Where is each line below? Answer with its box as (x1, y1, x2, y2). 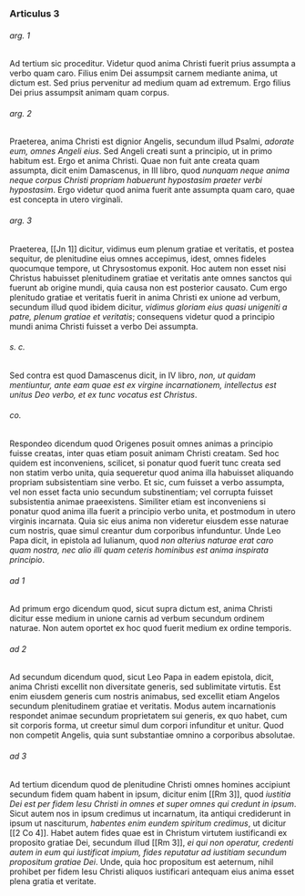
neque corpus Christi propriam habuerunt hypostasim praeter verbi (9, 175, 262, 186)
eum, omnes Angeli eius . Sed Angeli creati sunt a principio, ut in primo (9, 146, 273, 157)
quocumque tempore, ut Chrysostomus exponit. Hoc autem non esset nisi (9, 262, 287, 273)
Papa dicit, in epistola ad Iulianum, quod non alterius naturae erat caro (9, 535, 274, 545)
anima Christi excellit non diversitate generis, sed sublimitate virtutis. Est (9, 681, 281, 692)
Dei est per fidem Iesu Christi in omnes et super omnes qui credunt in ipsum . (9, 798, 297, 809)
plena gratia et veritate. (9, 875, 97, 886)
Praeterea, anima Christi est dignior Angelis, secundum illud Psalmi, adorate (9, 136, 294, 148)
